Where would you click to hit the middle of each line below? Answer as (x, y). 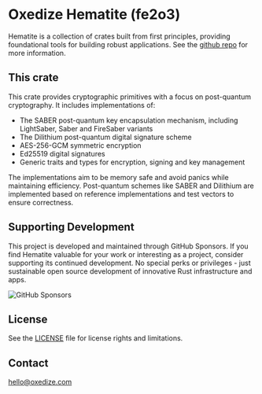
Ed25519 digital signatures (62, 153)
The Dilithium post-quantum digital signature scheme (105, 137)
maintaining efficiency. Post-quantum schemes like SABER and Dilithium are (131, 186)
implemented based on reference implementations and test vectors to (121, 193)
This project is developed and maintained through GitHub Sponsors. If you (129, 246)
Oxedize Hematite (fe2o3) (94, 15)
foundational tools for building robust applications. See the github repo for (128, 44)
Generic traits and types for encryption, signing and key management (132, 162)
